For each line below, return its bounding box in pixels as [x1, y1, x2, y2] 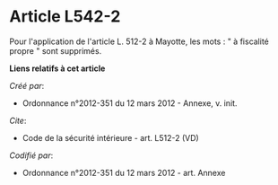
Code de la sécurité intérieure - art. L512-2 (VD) [22, 132, 199, 143]
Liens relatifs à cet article [9, 63, 106, 74]
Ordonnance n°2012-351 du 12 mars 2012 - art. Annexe [22, 167, 226, 178]
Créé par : [9, 80, 45, 91]
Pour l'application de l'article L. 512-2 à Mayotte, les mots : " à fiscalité [9, 36, 269, 47]
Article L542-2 [9, 6, 121, 27]
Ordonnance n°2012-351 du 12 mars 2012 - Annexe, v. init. [22, 97, 238, 109]
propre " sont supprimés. [9, 45, 102, 56]
